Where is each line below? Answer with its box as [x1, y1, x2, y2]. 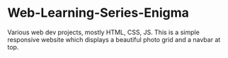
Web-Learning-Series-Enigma [7, 5, 190, 21]
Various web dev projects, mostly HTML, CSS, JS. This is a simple [7, 28, 200, 36]
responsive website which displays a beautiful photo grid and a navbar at [7, 35, 221, 43]
